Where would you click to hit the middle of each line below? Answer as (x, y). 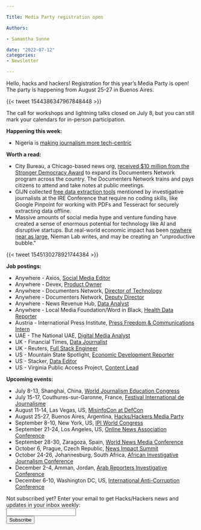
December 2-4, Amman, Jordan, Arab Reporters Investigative (91, 468)
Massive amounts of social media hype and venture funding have (96, 217)
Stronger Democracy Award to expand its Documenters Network (95, 173)
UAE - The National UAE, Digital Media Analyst (73, 335)
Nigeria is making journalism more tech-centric (73, 143)
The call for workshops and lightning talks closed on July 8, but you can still (100, 113)
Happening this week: (34, 131)
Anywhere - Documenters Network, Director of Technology (88, 291)
